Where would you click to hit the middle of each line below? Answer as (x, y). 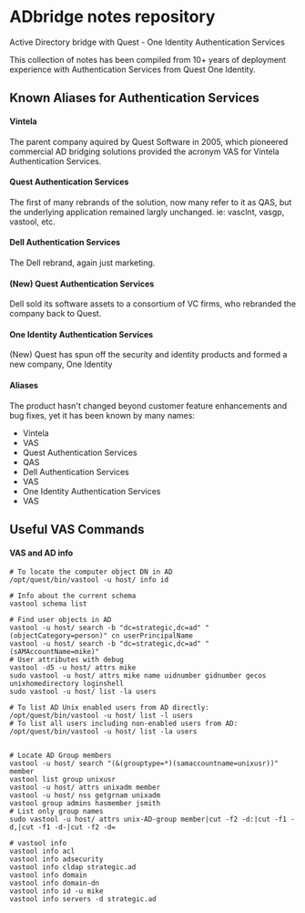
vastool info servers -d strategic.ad (83, 899)
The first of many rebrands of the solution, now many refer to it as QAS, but (151, 202)
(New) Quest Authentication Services (82, 284)
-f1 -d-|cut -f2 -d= (77, 827)
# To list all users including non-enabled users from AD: (124, 724)
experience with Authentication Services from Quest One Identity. (133, 69)
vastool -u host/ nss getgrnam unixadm (85, 795)
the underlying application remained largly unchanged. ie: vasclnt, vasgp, (147, 212)
